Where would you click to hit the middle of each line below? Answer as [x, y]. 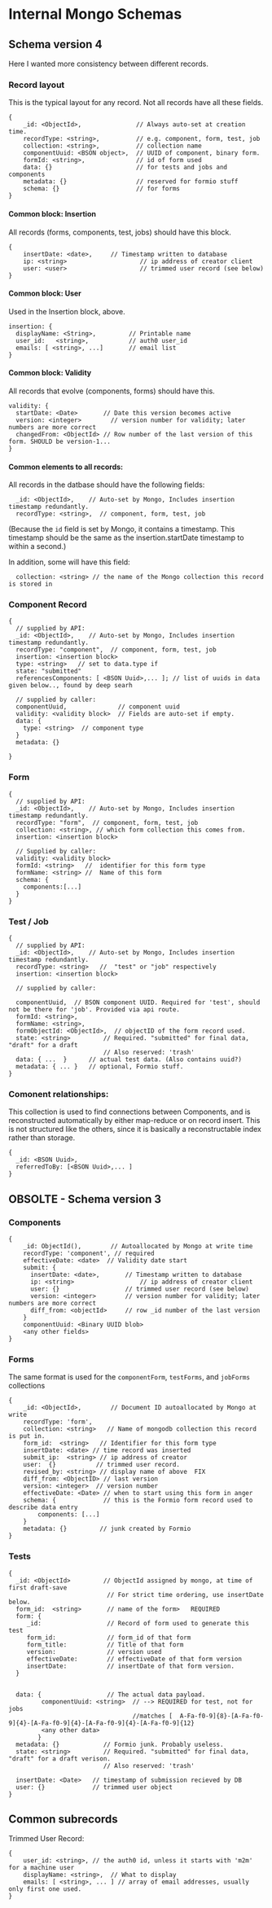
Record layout [37, 85]
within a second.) [37, 546]
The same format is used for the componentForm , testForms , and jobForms [129, 1377]
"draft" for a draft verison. [60, 1759]
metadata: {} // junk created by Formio [107, 1529]
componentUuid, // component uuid [98, 707]
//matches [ [153, 1716]
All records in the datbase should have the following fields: [107, 485]
